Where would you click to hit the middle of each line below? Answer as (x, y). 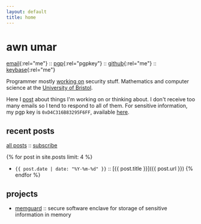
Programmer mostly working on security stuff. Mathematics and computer (97, 81)
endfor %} (28, 175)
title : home (21, 17)
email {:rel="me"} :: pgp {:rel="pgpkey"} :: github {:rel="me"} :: (82, 63)
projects (22, 194)
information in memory (43, 215)
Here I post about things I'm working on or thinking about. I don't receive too (101, 99)
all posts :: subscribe (32, 146)
